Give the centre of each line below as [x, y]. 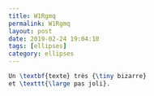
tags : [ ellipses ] [38, 46]
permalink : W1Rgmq [39, 24]
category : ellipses [41, 54]
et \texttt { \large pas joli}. [60, 83]
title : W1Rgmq [32, 16]
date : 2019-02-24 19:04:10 [54, 39]
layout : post [30, 31]
